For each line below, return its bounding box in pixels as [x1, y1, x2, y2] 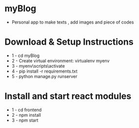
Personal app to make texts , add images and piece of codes [11, 19, 134, 25]
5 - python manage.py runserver [11, 73, 78, 79]
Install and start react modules [4, 91, 132, 102]
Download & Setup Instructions [4, 36, 134, 48]
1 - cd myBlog [11, 52, 40, 58]
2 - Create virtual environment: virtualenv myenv [11, 57, 110, 64]
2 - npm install [11, 112, 41, 118]
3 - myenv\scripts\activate [11, 63, 65, 69]
